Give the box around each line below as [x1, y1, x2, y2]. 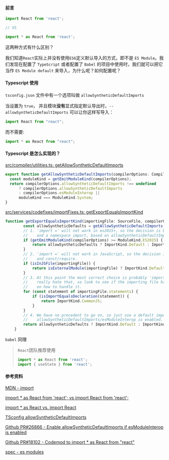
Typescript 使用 [5, 80, 39, 86]
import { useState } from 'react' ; [17, 362, 93, 367]
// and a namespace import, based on [23, 233, 109, 238]
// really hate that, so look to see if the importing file [23, 280, 158, 285]
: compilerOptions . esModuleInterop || [18, 191, 100, 196]
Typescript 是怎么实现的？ [5, 150, 60, 156]
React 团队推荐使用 [17, 347, 56, 353]
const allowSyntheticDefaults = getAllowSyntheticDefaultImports [23, 223, 163, 228]
